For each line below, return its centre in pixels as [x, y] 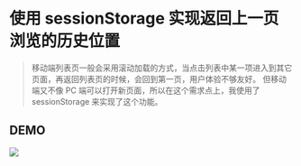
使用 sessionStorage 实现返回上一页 [144, 18]
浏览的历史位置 [65, 41]
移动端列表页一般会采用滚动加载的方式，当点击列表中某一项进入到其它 [162, 68]
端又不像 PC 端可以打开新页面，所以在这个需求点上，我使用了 [146, 90]
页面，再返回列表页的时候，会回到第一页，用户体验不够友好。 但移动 [159, 78]
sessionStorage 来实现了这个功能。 [97, 101]
